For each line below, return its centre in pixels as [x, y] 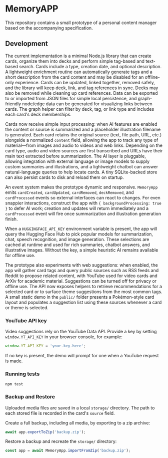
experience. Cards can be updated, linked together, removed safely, [85, 82]
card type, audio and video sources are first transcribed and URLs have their [84, 150]
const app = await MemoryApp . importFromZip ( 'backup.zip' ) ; [68, 451]
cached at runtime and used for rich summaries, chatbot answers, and [77, 245]
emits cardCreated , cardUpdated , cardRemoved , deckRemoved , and [69, 192]
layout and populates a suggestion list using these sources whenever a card [83, 302]
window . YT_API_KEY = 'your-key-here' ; [45, 346]
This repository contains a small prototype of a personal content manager [81, 23]
